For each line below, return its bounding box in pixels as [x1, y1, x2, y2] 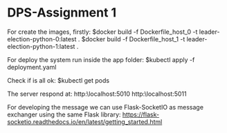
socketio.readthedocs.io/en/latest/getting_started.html [7, 117, 163, 125]
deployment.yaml [7, 63, 57, 71]
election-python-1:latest [7, 42, 75, 50]
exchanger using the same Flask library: [7, 110, 121, 119]
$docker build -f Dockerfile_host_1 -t [81, 34, 185, 43]
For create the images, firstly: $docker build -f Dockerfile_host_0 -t [7, 28, 198, 36]
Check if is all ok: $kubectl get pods [7, 76, 109, 84]
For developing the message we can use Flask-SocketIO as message [7, 103, 204, 111]
